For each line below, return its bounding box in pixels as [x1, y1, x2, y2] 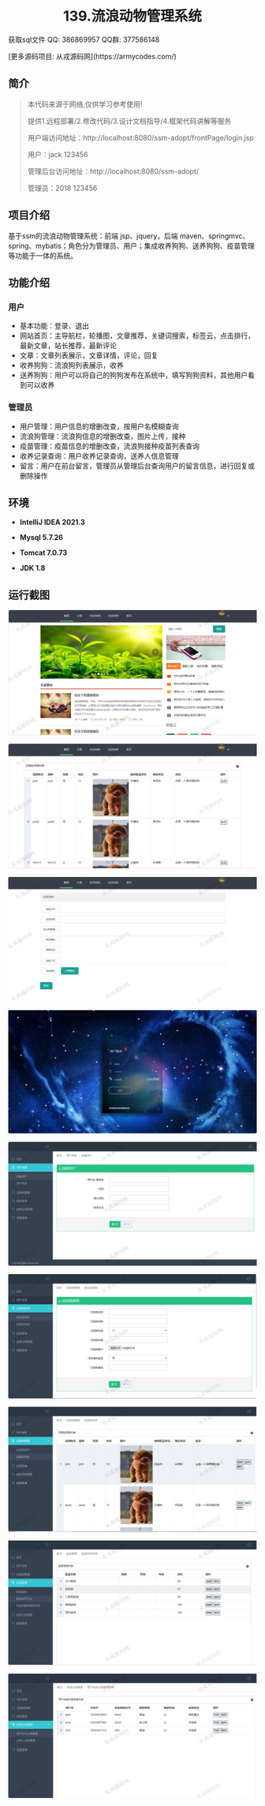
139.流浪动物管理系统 [62, 7, 203, 25]
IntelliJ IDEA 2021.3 [19, 518, 85, 527]
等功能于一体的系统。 [8, 250, 77, 260]
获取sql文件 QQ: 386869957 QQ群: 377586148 [8, 35, 160, 44]
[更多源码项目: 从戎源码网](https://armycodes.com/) [8, 51, 177, 61]
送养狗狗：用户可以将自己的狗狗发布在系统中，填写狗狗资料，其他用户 [19, 370, 248, 380]
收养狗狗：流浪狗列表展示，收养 [19, 361, 124, 370]
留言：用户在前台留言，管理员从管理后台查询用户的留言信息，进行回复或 [19, 461, 255, 470]
